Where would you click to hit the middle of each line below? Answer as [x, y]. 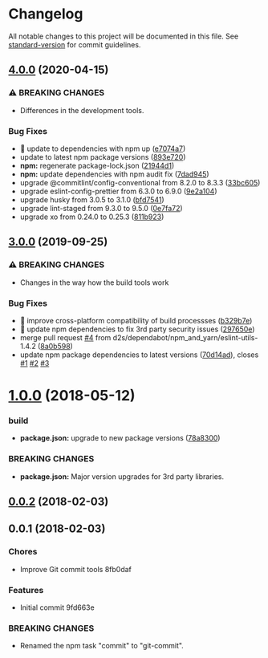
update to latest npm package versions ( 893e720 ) [103, 156]
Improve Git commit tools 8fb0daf [76, 569]
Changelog [46, 14]
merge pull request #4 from [65, 337]
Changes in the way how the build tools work [94, 282]
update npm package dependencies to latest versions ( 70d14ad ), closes [139, 355]
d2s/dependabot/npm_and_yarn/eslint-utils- [185, 337]
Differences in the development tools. [82, 110]
